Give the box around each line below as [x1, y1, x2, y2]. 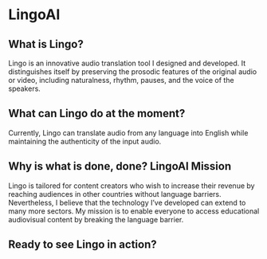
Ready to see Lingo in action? [8, 237, 157, 252]
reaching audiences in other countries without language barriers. [8, 189, 222, 198]
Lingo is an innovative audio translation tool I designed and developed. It [8, 58, 246, 68]
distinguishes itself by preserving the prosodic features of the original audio [8, 67, 257, 77]
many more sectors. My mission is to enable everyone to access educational [8, 206, 260, 216]
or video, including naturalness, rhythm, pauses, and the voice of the [8, 76, 234, 84]
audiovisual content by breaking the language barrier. [8, 214, 184, 224]
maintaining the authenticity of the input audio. [8, 136, 162, 146]
